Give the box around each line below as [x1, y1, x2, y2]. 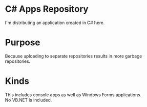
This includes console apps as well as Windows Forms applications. [5, 92, 142, 98]
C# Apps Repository [5, 3, 89, 15]
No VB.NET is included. [5, 97, 52, 103]
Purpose [5, 37, 41, 48]
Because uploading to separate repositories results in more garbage [5, 53, 143, 59]
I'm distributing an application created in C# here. [5, 20, 105, 26]
